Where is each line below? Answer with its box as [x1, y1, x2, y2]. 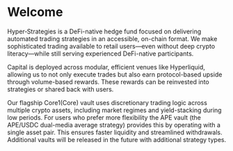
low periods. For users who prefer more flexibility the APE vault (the [7, 113, 202, 122]
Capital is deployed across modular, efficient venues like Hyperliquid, [7, 63, 205, 71]
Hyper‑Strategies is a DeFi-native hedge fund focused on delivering [7, 27, 202, 35]
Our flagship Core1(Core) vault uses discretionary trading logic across [7, 98, 207, 106]
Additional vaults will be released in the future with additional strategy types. [7, 135, 227, 143]
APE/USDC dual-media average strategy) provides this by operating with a [7, 120, 221, 129]
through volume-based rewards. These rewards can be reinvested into [7, 77, 210, 86]
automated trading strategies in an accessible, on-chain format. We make [7, 34, 218, 42]
